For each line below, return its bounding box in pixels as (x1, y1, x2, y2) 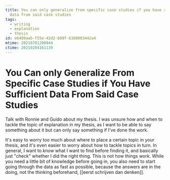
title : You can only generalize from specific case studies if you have (5, 7, 162, 13)
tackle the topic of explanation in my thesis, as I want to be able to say (5, 121, 152, 127)
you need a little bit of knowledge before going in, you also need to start (5, 158, 155, 164)
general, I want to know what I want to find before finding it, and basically (5, 148, 158, 154)
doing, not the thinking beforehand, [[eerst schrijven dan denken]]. (5, 169, 144, 175)
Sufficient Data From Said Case (5, 88, 139, 100)
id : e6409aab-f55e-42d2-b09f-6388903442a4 (5, 36, 96, 41)
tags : (5, 17, 17, 22)
